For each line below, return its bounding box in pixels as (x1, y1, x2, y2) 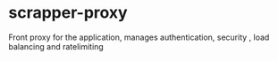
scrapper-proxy (8, 3, 128, 23)
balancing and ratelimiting (8, 41, 104, 51)
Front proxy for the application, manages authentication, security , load (8, 32, 270, 42)
